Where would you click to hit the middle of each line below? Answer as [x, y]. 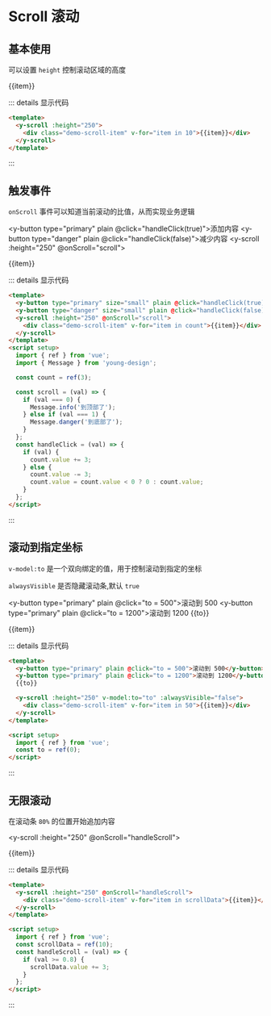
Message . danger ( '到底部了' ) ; [76, 422]
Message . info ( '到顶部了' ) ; [73, 407]
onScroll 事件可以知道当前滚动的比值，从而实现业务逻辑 [102, 211]
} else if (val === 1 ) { [65, 415]
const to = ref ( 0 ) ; [48, 750]
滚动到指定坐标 [46, 548]
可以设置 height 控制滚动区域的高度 [67, 70]
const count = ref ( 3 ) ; [54, 377]
